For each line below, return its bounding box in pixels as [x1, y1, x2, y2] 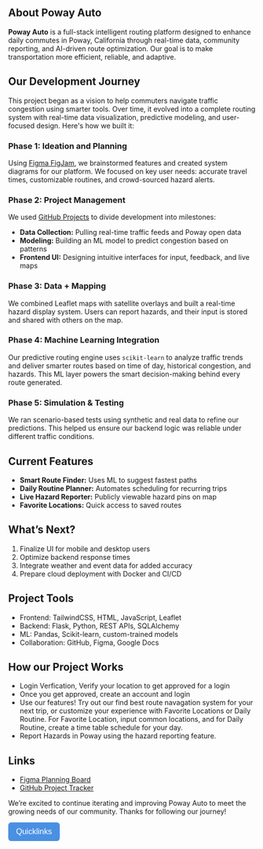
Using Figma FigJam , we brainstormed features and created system [8, 158, 228, 167]
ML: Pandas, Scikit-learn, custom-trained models [19, 629, 179, 639]
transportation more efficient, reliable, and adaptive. [8, 52, 177, 61]
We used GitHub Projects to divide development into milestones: [8, 212, 217, 222]
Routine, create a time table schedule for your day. [19, 723, 183, 733]
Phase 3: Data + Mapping [8, 280, 107, 291]
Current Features [8, 455, 94, 468]
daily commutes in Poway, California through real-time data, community [8, 35, 240, 45]
